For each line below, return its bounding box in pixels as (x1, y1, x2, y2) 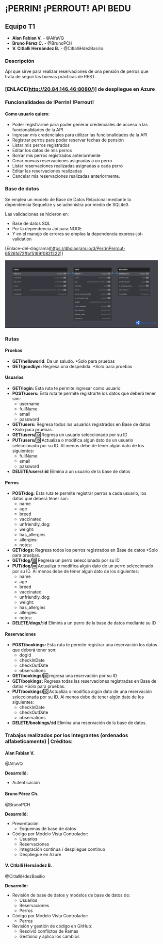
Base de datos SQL (12, 220, 51, 226)
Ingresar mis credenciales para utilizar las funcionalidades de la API (12, 132, 147, 138)
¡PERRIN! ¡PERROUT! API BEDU (5, 3, 131, 14)
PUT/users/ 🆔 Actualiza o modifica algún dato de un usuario (12, 437, 133, 443)
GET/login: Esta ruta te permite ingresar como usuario (12, 385, 121, 391)
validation (12, 236, 32, 242)
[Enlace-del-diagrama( (5, 245, 50, 251)
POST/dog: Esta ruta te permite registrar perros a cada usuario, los (12, 490, 147, 496)
